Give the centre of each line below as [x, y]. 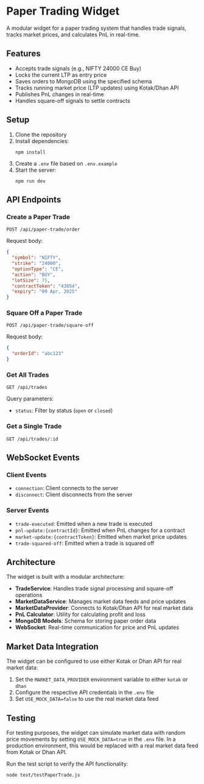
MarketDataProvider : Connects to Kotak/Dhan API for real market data [104, 608]
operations [29, 595]
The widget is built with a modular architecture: [65, 577]
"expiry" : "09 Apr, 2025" [45, 292]
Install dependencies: [42, 141]
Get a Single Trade [34, 426]
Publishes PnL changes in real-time [60, 94]
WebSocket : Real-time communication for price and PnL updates [97, 628]
